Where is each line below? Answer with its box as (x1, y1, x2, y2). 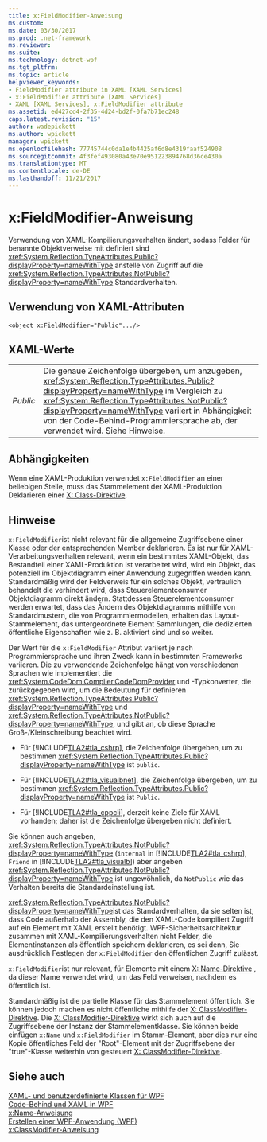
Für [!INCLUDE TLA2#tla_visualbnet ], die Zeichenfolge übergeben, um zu (19, 775, 257, 785)
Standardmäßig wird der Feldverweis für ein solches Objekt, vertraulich (8, 577, 242, 587)
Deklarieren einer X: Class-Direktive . (8, 490, 128, 500)
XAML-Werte (8, 343, 75, 357)
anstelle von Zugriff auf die (114, 260, 203, 270)
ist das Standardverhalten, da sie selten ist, (112, 906, 254, 916)
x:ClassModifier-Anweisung (8, 1124, 99, 1134)
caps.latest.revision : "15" (8, 115, 102, 123)
